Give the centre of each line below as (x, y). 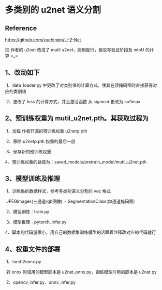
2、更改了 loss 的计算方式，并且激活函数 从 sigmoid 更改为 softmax (73, 101)
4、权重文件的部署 (33, 249)
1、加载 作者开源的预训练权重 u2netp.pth (47, 131)
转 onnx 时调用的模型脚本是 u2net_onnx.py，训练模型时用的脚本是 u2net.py (81, 272)
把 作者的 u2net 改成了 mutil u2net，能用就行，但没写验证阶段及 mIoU (75, 50)
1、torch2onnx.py (24, 262)
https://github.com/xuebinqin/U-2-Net (43, 40)
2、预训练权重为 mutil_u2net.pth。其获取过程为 (77, 119)
